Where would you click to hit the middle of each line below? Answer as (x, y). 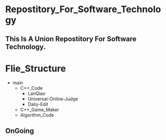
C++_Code (31, 88)
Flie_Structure (36, 68)
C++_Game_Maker (40, 110)
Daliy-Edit (38, 104)
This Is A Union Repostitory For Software (71, 39)
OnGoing (20, 131)
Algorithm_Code (37, 115)
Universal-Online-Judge (53, 99)
